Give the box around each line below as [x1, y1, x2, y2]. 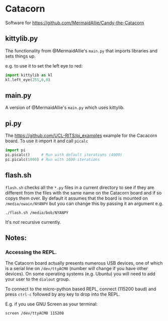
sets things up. [5, 53, 36, 59]
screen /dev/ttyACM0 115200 [5, 311, 64, 316]
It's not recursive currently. [5, 219, 61, 225]
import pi [5, 148, 26, 153]
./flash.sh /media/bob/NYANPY [5, 210, 69, 215]
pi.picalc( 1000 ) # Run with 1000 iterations [5, 157, 100, 162]
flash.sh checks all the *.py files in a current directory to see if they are [5, 184, 154, 190]
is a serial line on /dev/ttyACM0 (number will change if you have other [5, 266, 148, 272]
